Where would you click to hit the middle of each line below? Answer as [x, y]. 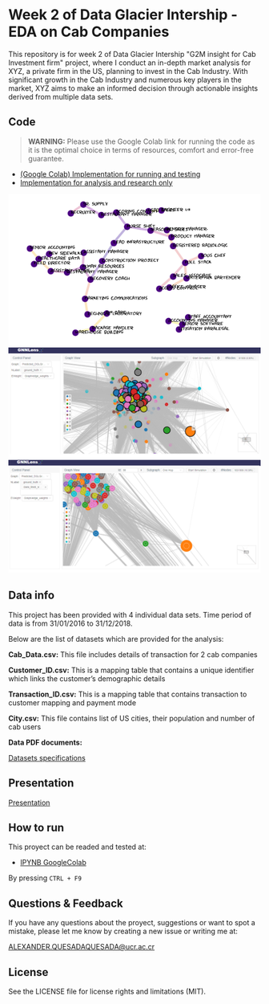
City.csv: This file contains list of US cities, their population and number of [132, 718]
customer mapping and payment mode [72, 702]
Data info [31, 596]
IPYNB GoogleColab [53, 863]
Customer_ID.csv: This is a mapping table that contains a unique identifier [131, 670]
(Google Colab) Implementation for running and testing [110, 173]
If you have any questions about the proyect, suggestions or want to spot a [132, 923]
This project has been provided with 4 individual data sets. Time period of [130, 614]
